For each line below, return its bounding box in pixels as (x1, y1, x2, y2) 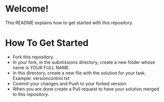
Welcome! (5, 3, 49, 15)
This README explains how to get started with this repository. (5, 20, 133, 26)
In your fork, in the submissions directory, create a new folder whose (12, 59, 155, 65)
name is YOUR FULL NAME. (12, 64, 70, 70)
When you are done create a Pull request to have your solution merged (12, 86, 159, 92)
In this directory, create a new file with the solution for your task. (12, 70, 146, 76)
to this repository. (12, 91, 49, 97)
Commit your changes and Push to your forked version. (12, 80, 127, 86)
